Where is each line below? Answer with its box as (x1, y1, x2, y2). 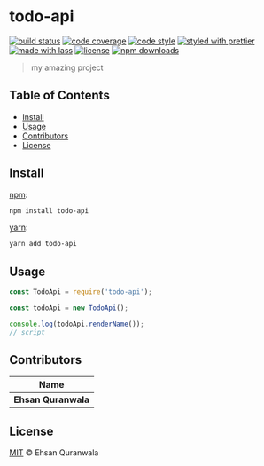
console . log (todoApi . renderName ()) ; (9, 320, 144, 328)
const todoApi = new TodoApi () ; (9, 304, 128, 312)
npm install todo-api (9, 206, 89, 215)
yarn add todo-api (9, 240, 77, 249)
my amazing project (30, 62, 104, 73)
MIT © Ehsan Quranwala (9, 447, 99, 458)
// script (9, 328, 46, 336)
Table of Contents (9, 88, 111, 103)
